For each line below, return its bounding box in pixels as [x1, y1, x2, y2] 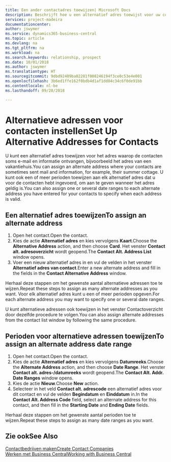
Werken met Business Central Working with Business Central [5, 451, 132, 457]
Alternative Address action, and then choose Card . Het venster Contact [12, 243, 165, 250]
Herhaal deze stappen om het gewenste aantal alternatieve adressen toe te [5, 280, 163, 286]
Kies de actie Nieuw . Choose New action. [12, 381, 99, 387]
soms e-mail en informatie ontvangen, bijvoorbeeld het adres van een [5, 158, 152, 165]
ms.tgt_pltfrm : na [5, 45, 44, 50]
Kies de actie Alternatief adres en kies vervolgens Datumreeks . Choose [12, 359, 164, 365]
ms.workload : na [5, 50, 40, 55]
